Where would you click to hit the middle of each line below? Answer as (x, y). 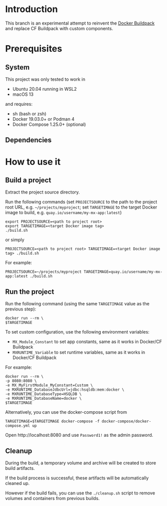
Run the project (30, 292)
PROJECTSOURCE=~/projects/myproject (43, 272)
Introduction (32, 9)
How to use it (33, 162)
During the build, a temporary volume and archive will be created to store (81, 463)
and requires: (19, 104)
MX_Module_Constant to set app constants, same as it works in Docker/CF (87, 342)
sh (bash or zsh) (29, 113)
